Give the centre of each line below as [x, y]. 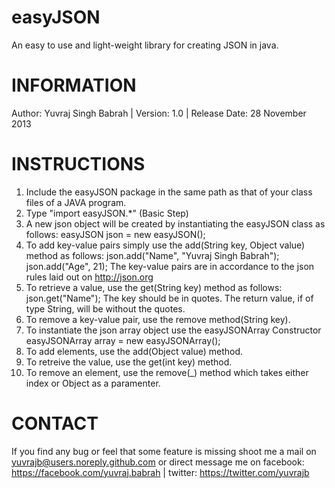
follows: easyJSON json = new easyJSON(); [115, 234]
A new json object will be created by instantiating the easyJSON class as [175, 223]
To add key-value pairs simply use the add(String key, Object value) [165, 245]
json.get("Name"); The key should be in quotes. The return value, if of [169, 298]
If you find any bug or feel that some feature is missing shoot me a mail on [164, 451]
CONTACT [55, 423]
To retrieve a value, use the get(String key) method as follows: [154, 287]
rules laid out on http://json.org [89, 277]
